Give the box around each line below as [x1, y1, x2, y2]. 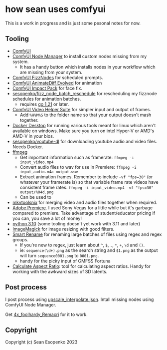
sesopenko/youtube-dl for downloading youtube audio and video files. [12, 138, 158, 144]
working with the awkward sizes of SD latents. [12, 268, 108, 274]
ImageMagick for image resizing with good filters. [12, 226, 115, 232]
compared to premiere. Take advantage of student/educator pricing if [12, 210, 156, 216]
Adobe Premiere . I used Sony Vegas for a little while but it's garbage [12, 204, 153, 211]
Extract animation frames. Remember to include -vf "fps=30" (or [19, 174, 153, 180]
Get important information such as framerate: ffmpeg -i [19, 154, 135, 160]
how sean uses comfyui [5, 4, 106, 15]
